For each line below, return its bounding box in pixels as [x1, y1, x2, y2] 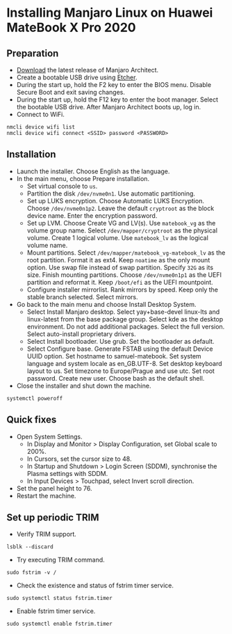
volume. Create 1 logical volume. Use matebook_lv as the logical [26, 233, 209, 241]
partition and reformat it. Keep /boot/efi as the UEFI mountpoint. [26, 278, 213, 286]
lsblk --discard [6, 544, 53, 550]
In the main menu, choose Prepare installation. [16, 174, 150, 182]
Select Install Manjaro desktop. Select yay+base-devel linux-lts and [26, 308, 220, 316]
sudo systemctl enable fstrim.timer [6, 621, 113, 628]
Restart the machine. [16, 491, 76, 500]
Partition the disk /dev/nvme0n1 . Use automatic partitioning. [26, 189, 196, 198]
